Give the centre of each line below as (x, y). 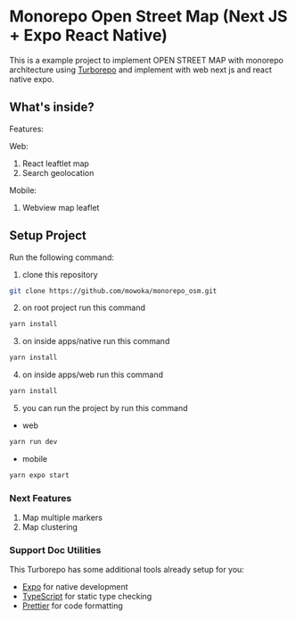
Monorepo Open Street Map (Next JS (148, 17)
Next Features (41, 498)
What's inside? (52, 108)
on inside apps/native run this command (96, 341)
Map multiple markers (62, 518)
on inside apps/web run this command (92, 375)
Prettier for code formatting (72, 606)
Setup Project (48, 235)
